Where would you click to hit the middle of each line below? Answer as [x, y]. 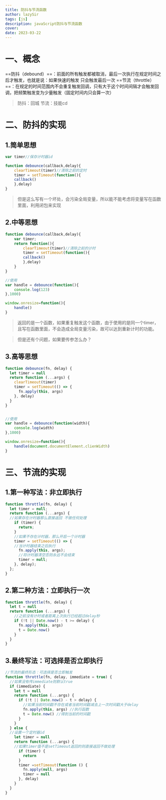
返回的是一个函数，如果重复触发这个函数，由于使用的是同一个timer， [88, 322]
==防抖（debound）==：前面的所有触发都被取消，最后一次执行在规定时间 [81, 74]
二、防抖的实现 [36, 125]
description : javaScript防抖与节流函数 [44, 24]
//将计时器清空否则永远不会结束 [46, 555]
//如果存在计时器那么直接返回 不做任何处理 [48, 518]
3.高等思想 [22, 357]
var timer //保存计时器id [29, 157]
